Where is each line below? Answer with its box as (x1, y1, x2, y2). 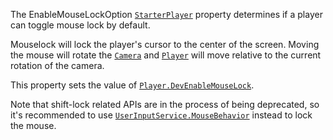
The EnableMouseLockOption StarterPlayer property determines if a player (10, 9, 323, 20)
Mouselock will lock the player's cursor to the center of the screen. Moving (10, 39, 320, 50)
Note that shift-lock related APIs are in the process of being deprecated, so (10, 99, 320, 110)
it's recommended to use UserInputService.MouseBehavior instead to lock (10, 109, 313, 121)
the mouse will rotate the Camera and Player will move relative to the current (10, 49, 322, 61)
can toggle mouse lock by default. (10, 19, 151, 31)
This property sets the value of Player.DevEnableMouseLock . (10, 79, 255, 91)
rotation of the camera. (10, 60, 105, 71)
